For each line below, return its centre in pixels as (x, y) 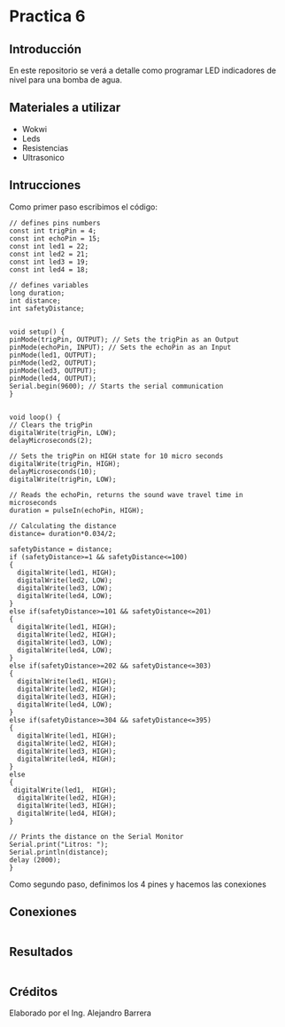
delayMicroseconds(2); (51, 440)
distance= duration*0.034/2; (63, 533)
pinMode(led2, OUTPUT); (53, 363)
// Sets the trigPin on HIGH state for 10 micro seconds (116, 456)
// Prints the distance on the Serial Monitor (96, 836)
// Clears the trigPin (51, 425)
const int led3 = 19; (49, 262)
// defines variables (49, 285)
